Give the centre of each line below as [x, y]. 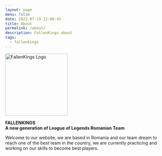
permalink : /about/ [25, 28]
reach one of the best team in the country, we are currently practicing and [81, 143]
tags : [11, 38]
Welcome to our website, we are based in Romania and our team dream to [81, 138]
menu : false [17, 14]
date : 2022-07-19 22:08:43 [33, 19]
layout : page [19, 10]
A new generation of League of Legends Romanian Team [65, 128]
